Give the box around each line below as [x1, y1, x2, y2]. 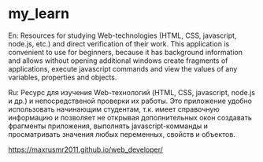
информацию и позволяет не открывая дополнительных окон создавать [8, 112, 252, 122]
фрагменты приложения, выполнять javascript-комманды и [8, 121, 209, 131]
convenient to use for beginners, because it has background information [8, 47, 243, 57]
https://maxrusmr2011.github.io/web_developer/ [8, 145, 164, 154]
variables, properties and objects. [8, 72, 117, 82]
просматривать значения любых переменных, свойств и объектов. [8, 129, 236, 138]
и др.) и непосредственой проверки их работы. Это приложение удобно [8, 96, 252, 105]
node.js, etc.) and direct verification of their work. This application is [8, 39, 230, 48]
